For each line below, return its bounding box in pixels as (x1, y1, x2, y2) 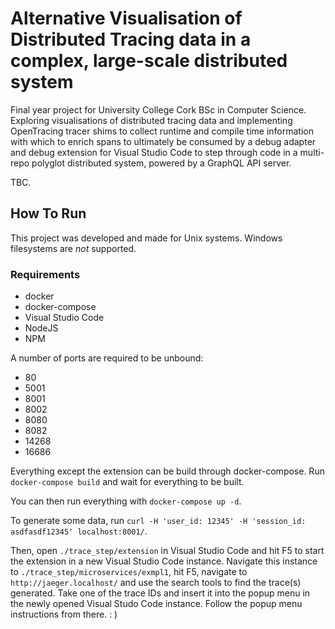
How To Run (10, 205, 87, 222)
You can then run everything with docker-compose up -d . (10, 495, 242, 507)
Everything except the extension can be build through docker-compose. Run (10, 465, 325, 477)
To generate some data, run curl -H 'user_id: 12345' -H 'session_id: (10, 515, 307, 527)
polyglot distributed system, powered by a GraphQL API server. (31, 157, 292, 169)
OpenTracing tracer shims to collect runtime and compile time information (10, 125, 314, 137)
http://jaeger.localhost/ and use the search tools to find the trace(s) (10, 577, 302, 589)
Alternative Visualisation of (10, 7, 243, 30)
